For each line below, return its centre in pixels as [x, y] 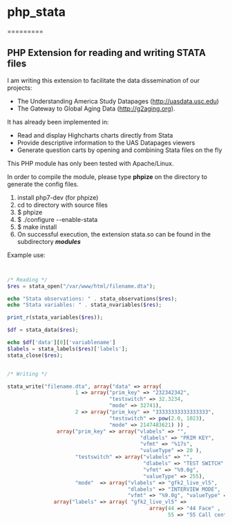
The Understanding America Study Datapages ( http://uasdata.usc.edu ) [118, 101]
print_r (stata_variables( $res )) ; [55, 318]
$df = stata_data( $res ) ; [43, 330]
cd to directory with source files [62, 205]
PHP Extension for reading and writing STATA [106, 53]
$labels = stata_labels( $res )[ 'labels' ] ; [68, 349]
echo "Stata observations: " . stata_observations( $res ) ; [92, 299]
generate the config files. [43, 184]
